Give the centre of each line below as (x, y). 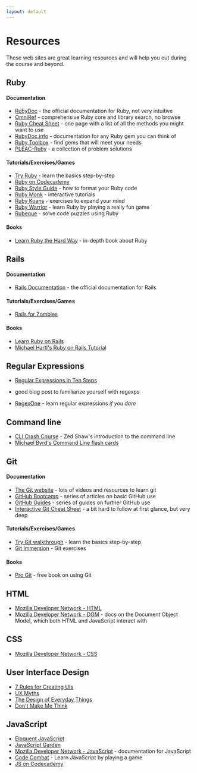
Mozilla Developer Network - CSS (56, 653)
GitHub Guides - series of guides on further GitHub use (82, 502)
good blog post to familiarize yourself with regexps (77, 392)
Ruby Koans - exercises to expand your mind (70, 201)
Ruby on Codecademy (42, 182)
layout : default (26, 12)
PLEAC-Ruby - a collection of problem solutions (73, 149)
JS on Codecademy (39, 764)
